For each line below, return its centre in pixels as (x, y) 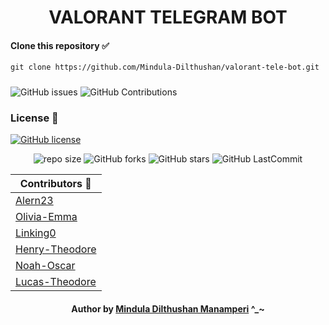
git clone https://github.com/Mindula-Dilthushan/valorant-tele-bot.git (165, 67)
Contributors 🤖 (55, 184)
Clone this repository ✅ (60, 45)
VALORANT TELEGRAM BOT (168, 17)
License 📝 (34, 118)
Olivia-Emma (46, 217)
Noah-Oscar (45, 266)
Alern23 (34, 201)
